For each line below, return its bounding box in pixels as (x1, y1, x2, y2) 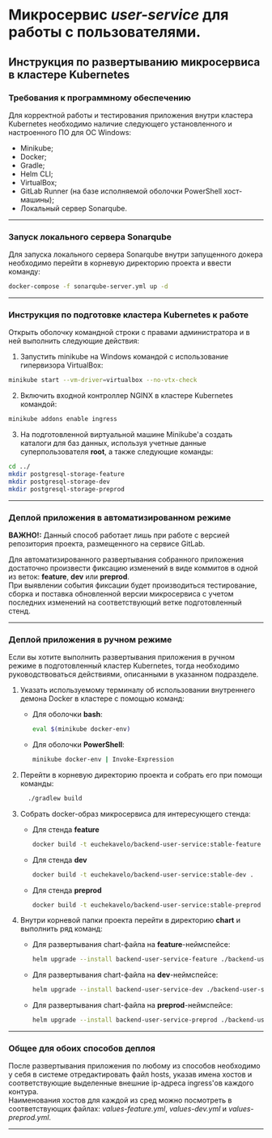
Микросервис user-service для (8, 6, 229, 24)
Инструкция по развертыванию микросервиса (8, 55, 261, 69)
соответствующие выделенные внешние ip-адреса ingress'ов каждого (8, 1078, 254, 1088)
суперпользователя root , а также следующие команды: (19, 447, 214, 456)
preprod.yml (8, 1113, 49, 1123)
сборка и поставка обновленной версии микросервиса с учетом (8, 588, 234, 598)
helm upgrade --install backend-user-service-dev (32, 986, 204, 994)
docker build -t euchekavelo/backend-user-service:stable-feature (32, 840, 261, 848)
